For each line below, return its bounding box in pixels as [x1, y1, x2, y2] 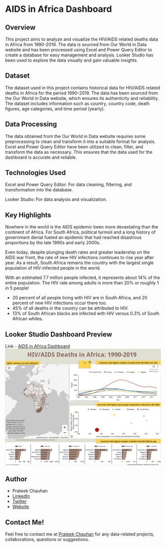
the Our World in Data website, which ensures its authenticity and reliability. [5, 95, 159, 101]
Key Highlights [5, 211, 51, 219]
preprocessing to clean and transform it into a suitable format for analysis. [5, 138, 156, 144]
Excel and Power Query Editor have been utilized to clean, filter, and [5, 143, 143, 149]
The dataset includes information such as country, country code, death [5, 100, 150, 106]
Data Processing [5, 120, 57, 129]
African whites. [12, 316, 43, 322]
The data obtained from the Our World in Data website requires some [5, 133, 146, 139]
